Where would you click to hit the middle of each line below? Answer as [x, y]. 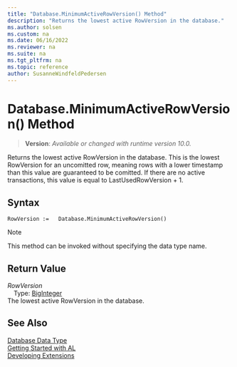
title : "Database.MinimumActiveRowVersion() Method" [87, 14]
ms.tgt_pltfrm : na [35, 61]
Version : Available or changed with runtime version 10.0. [108, 144]
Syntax [23, 203]
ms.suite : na [27, 54]
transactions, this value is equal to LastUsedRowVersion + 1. [95, 180]
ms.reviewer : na [31, 47]
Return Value [37, 268]
